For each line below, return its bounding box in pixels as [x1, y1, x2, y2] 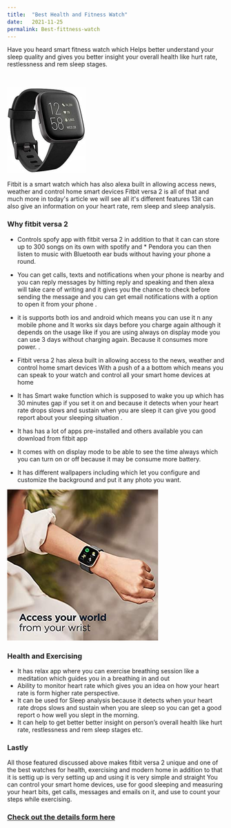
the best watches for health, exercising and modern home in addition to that [7, 766, 223, 774]
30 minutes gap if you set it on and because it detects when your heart [17, 398, 219, 407]
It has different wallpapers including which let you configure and [17, 468, 200, 476]
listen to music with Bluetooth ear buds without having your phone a [17, 249, 211, 258]
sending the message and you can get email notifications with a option [17, 292, 219, 300]
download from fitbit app [17, 434, 88, 442]
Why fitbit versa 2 [7, 220, 69, 229]
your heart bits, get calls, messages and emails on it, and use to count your [7, 788, 221, 796]
